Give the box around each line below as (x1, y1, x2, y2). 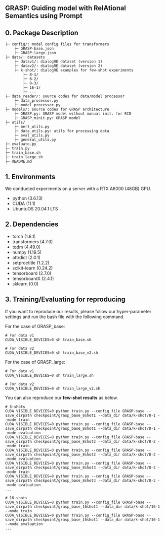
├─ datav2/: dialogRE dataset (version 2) (14, 64, 103, 68)
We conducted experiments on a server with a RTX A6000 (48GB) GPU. (5, 186, 152, 192)
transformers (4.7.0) (12, 238, 53, 245)
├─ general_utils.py (14, 137, 56, 142)
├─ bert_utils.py (14, 124, 50, 130)
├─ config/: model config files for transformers (5, 42, 110, 47)
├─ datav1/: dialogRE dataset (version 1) (14, 59, 103, 64)
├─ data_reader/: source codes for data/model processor (5, 94, 125, 99)
